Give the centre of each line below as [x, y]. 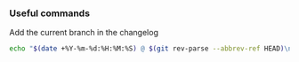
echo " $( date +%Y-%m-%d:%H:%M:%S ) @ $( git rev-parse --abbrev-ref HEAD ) [147, 49]
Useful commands [50, 13]
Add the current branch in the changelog [84, 33]
